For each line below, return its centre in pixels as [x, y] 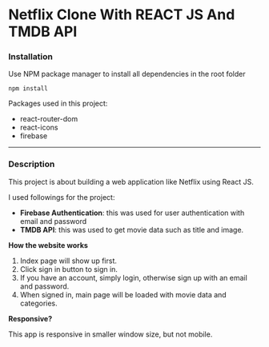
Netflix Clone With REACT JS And [122, 15]
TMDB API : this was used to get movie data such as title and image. [132, 229]
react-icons [39, 128]
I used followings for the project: [62, 197]
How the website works [48, 245]
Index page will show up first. [68, 261]
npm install [28, 89]
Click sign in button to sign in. [69, 269]
